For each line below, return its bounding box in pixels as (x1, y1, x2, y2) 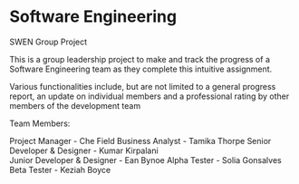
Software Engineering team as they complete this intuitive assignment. (9, 63, 273, 74)
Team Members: (9, 118, 71, 129)
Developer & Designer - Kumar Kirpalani (9, 145, 159, 156)
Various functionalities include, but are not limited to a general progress (9, 81, 276, 92)
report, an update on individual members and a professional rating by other (9, 91, 290, 102)
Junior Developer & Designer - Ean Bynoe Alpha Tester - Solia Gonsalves (9, 154, 283, 165)
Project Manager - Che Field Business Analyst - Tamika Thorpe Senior (9, 135, 272, 146)
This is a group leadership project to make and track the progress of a (9, 53, 270, 64)
